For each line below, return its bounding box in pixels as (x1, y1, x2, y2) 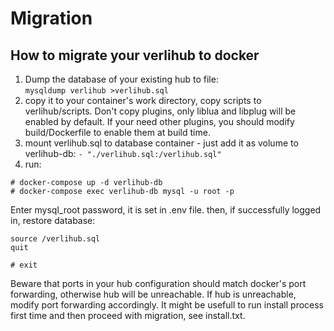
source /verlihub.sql (10, 234, 101, 244)
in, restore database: (10, 215, 96, 226)
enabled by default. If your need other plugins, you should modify (24, 116, 295, 127)
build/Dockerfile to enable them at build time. (24, 127, 211, 138)
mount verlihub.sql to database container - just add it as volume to (24, 137, 299, 149)
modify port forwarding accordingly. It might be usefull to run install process (10, 299, 324, 311)
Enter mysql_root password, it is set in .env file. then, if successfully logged (10, 204, 322, 216)
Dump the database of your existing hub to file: (24, 73, 219, 85)
